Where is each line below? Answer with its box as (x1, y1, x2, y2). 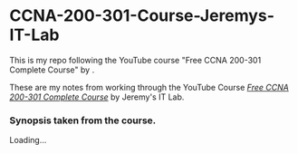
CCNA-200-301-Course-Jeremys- (9, 5, 274, 26)
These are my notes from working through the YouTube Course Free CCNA (9, 82, 290, 92)
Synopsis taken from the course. (9, 114, 157, 127)
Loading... (9, 135, 47, 146)
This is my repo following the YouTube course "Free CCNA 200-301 (9, 54, 262, 65)
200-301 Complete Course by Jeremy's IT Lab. (9, 91, 185, 102)
